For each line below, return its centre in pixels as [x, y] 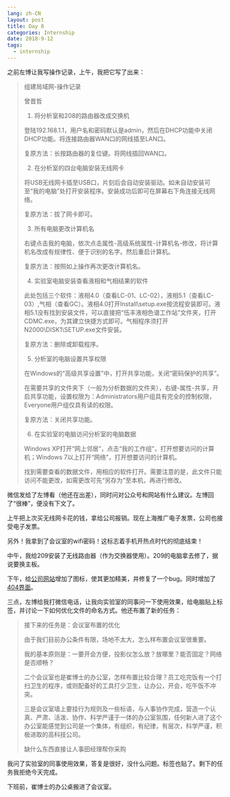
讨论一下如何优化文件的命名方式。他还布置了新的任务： [103, 610]
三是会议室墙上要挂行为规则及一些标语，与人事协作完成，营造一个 [117, 709]
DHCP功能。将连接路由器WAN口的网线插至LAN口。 [97, 138]
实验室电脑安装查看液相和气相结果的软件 [91, 281]
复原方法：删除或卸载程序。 [63, 344]
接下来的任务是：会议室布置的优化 [72, 624]
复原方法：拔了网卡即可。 [60, 214]
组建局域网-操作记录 [52, 86]
